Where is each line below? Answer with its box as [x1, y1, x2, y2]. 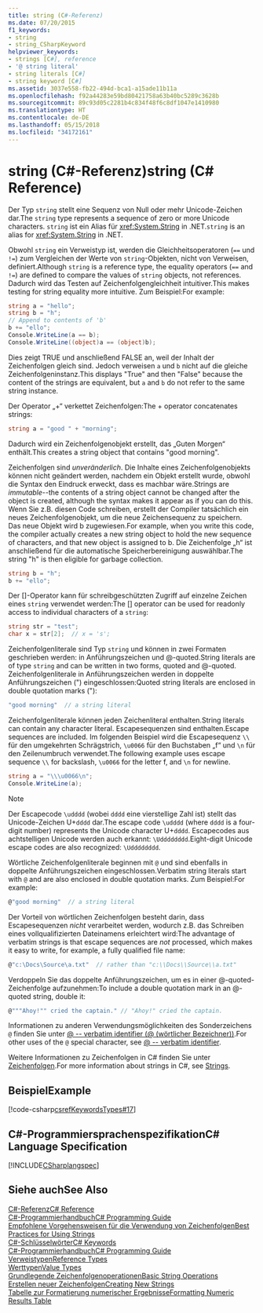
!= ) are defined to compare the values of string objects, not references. [8, 270, 242, 280]
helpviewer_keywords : [8, 48, 79, 56]
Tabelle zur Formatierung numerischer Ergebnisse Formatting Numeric [8, 1287, 235, 1297]
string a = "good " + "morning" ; [8, 425, 118, 433]
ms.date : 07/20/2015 [8, 19, 76, 27]
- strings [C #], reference [8, 56, 97, 64]
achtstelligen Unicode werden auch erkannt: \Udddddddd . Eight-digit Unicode [8, 834, 253, 843]
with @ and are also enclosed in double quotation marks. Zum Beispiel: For [8, 874, 245, 883]
